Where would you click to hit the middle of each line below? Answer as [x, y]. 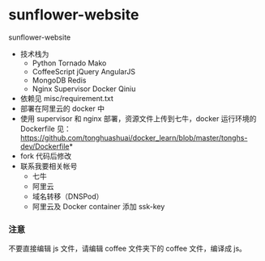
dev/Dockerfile [45, 146]
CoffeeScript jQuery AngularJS [84, 71]
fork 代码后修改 [46, 156]
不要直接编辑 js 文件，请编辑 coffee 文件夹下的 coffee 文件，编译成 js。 [128, 249]
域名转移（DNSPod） [68, 196]
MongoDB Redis [59, 80]
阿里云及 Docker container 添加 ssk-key [98, 206]
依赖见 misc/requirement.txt [66, 98]
